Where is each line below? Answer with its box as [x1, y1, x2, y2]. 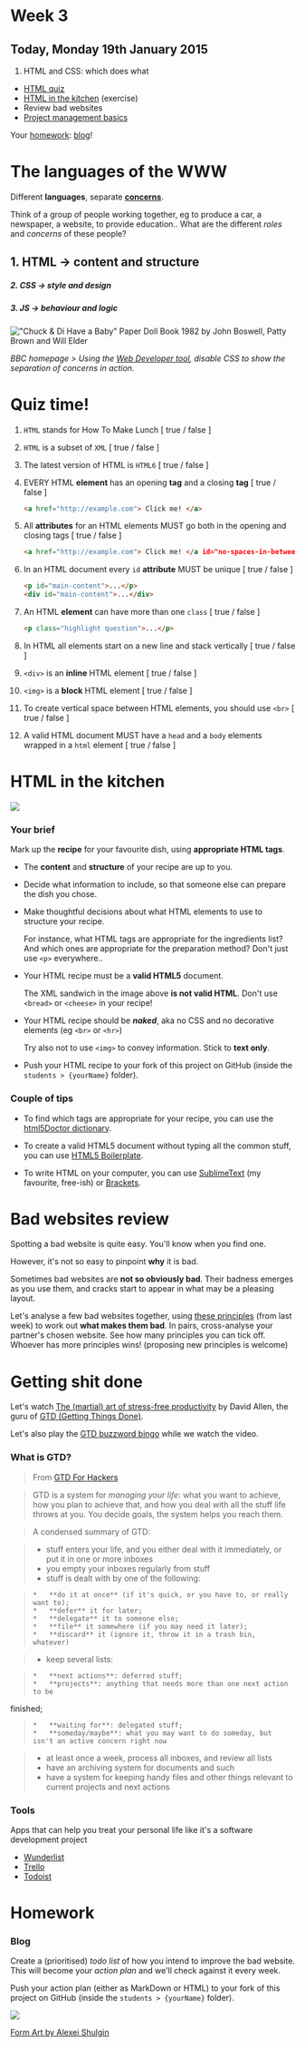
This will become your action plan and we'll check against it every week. [10, 1965, 281, 1976]
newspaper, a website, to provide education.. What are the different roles [10, 219, 283, 229]
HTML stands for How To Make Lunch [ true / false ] [23, 424, 212, 435]
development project [10, 1834, 88, 1845]
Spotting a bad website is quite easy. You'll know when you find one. [10, 1239, 266, 1250]
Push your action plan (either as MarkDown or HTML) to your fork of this [10, 1983, 281, 1993]
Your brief [10, 823, 55, 835]
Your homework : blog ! [10, 130, 93, 141]
